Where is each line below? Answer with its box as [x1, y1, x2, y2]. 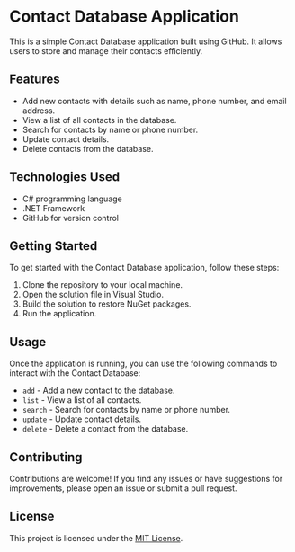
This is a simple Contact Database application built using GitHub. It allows [9, 36, 282, 47]
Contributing [9, 450, 83, 465]
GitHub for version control [22, 212, 120, 223]
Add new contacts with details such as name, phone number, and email [22, 95, 287, 106]
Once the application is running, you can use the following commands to [9, 358, 278, 369]
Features [9, 72, 60, 87]
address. [22, 105, 56, 116]
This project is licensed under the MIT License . [9, 532, 183, 543]
